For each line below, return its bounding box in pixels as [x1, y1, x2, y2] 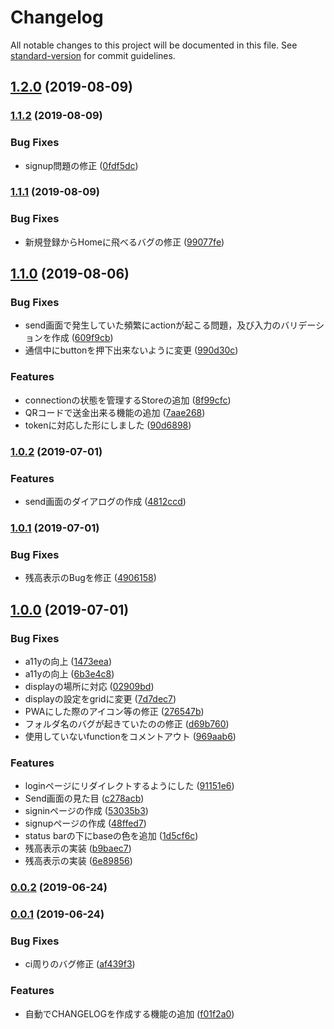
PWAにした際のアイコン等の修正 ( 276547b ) [24, 705, 205, 717]
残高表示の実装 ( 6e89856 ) [24, 855, 133, 867]
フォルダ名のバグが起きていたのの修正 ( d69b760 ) [24, 717, 230, 730]
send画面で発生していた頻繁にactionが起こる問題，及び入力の [24, 319, 282, 331]
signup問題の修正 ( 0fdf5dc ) [24, 159, 139, 171]
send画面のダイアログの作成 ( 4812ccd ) [24, 495, 187, 507]
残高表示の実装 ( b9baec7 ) [24, 842, 132, 855]
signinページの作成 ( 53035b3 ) [24, 805, 149, 817]
